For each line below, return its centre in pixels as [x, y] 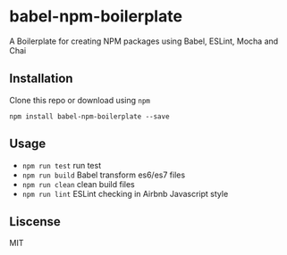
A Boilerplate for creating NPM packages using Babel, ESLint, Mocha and [144, 41]
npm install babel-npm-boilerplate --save [89, 116]
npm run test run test [61, 165]
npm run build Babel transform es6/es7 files [104, 175]
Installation [41, 79]
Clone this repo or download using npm [80, 100]
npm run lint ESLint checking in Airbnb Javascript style [125, 193]
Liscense [35, 222]
